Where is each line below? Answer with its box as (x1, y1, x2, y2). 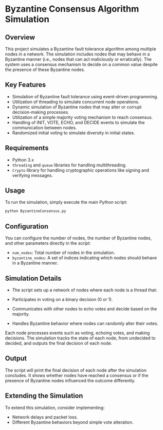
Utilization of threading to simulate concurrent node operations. (12, 99, 140, 105)
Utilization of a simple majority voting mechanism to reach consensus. (12, 114, 153, 120)
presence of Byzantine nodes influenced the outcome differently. (5, 377, 135, 383)
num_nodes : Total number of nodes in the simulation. (12, 250, 115, 256)
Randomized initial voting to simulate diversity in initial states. (12, 130, 135, 136)
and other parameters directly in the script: (5, 240, 91, 246)
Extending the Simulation (5, 392, 83, 400)
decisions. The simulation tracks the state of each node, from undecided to (5, 335, 156, 341)
